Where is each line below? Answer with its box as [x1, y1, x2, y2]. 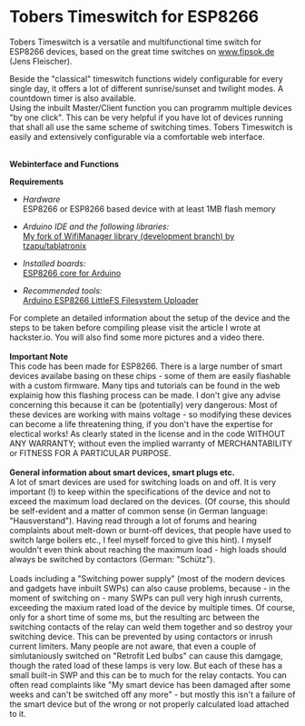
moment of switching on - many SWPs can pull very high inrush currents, [9, 592, 283, 603]
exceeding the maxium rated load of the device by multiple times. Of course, [9, 602, 296, 612]
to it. [9, 708, 26, 719]
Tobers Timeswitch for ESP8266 [9, 6, 260, 27]
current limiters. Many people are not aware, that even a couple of [9, 641, 257, 651]
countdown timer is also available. [9, 93, 137, 104]
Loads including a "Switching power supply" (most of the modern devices [9, 572, 286, 583]
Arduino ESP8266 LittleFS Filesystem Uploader [22, 294, 199, 305]
